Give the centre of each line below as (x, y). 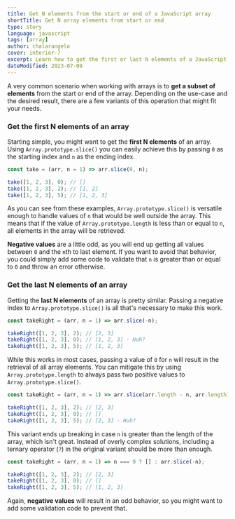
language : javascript (39, 33)
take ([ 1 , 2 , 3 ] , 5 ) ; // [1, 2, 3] (58, 195)
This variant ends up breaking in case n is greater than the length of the (110, 434)
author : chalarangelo (39, 46)
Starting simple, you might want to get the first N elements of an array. (109, 142)
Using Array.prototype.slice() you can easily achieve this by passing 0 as (115, 149)
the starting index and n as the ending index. (71, 156)
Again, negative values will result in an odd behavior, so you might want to (115, 501)
